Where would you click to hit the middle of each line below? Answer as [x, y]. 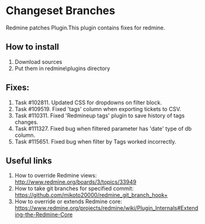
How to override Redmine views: [56, 176]
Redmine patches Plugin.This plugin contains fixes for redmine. [86, 28]
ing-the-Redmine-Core [44, 215]
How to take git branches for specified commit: [74, 188]
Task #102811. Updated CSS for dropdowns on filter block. [88, 102]
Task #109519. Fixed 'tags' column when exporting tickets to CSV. [98, 109]
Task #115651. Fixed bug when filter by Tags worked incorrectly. [95, 141]
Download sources [38, 61]
